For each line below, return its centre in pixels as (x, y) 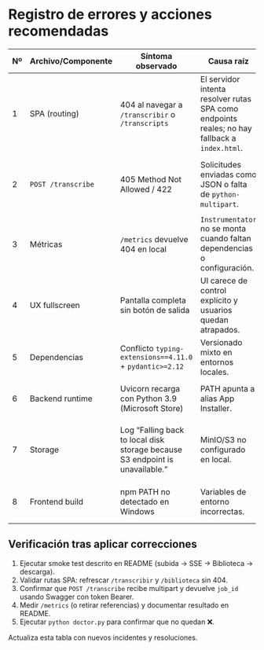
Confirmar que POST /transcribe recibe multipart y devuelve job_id (129, 588)
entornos (217, 362)
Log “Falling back (152, 430)
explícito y (219, 300)
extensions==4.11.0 (156, 357)
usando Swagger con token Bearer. (77, 597)
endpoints (219, 118)
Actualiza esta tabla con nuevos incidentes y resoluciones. (103, 637)
